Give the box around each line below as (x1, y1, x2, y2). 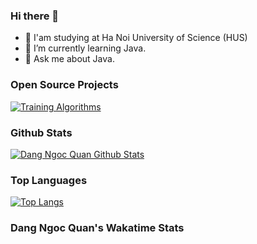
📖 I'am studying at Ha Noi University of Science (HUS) (24, 32, 248, 44)
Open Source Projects (10, 78, 119, 92)
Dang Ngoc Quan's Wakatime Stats (10, 221, 185, 235)
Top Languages (10, 173, 88, 187)
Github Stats (10, 125, 73, 139)
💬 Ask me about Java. (24, 53, 115, 65)
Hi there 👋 (10, 9, 60, 23)
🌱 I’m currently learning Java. (24, 42, 147, 54)
